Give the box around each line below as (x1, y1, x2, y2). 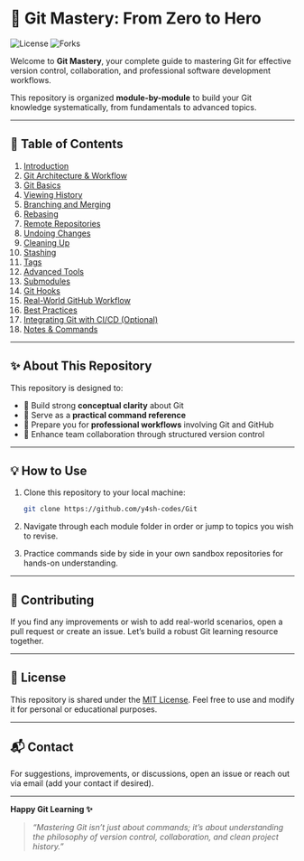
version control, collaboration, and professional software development (10, 65, 272, 76)
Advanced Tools (23, 266, 85, 276)
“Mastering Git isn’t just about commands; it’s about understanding (32, 821, 284, 832)
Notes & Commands (23, 323, 98, 334)
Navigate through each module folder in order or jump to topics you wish (23, 521, 294, 532)
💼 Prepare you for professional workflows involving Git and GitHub (23, 419, 274, 430)
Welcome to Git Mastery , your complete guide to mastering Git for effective (10, 55, 291, 66)
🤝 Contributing (10, 592, 95, 608)
